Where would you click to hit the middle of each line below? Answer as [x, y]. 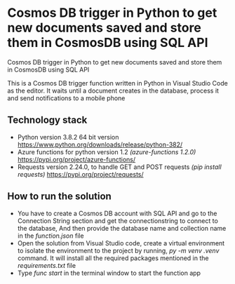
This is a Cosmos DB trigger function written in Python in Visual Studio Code [117, 83]
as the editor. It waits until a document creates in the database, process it [113, 90]
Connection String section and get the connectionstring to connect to [118, 221]
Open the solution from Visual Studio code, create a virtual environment [121, 243]
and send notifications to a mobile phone [66, 98]
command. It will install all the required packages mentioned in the [113, 258]
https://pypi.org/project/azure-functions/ [76, 159]
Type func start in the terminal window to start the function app [109, 273]
